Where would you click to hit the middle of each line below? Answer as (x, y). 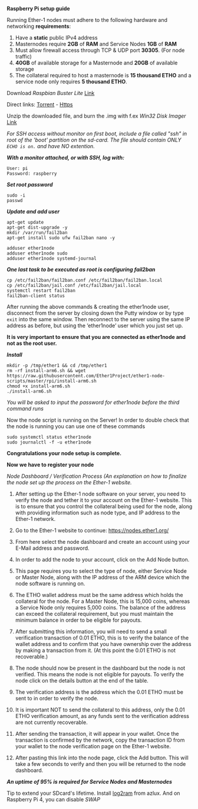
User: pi (17, 168)
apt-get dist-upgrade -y (37, 227)
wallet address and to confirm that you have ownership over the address (103, 644)
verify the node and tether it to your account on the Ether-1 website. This (103, 500)
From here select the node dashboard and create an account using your (103, 542)
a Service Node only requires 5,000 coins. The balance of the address (100, 607)
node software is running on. (50, 583)
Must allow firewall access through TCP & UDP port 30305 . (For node (100, 50)
